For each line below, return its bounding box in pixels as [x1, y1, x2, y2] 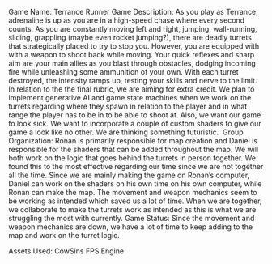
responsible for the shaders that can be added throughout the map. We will [8, 145, 259, 154]
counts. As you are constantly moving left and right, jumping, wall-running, [8, 24, 257, 33]
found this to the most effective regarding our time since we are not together [8, 162, 264, 171]
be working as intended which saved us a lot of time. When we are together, [8, 196, 262, 206]
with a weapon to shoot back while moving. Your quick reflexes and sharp [8, 50, 255, 59]
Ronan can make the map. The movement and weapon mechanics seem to [8, 188, 257, 197]
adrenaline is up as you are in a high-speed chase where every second [8, 15, 245, 25]
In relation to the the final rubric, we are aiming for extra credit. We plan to [8, 84, 255, 94]
